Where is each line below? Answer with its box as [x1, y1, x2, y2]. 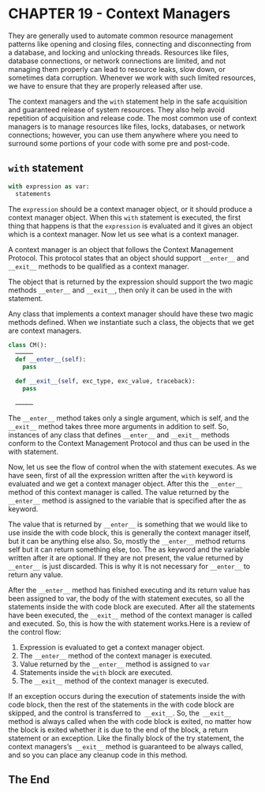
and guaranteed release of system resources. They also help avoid [8, 104, 226, 115]
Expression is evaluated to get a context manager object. [19, 642, 205, 652]
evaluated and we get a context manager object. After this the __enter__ [8, 479, 243, 488]
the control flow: [8, 627, 62, 636]
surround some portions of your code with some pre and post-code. [8, 138, 230, 148]
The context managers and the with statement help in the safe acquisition [8, 96, 248, 106]
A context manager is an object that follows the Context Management [8, 244, 234, 254]
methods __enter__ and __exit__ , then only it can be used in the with [8, 285, 233, 295]
